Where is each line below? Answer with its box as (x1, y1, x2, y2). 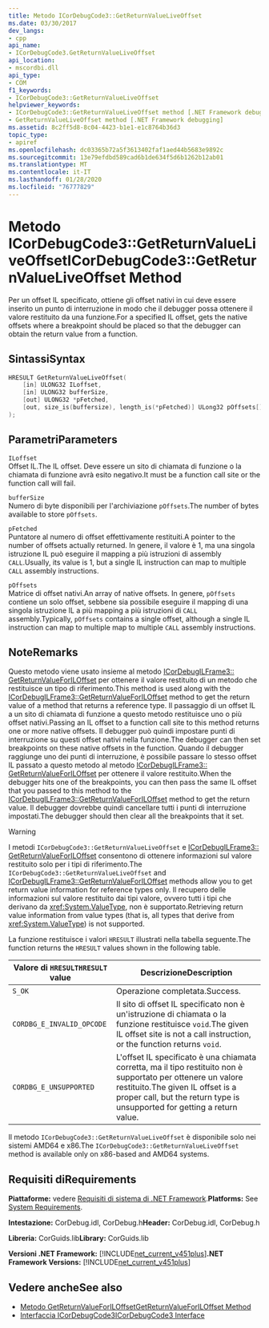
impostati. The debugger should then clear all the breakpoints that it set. (8, 811, 244, 821)
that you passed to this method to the (8, 786, 132, 795)
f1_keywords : (8, 86, 52, 95)
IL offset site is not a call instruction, (115, 1028, 251, 1040)
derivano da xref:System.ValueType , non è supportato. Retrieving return (8, 902, 243, 911)
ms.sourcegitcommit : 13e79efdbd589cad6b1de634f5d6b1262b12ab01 (8, 153, 224, 161)
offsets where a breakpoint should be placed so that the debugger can (8, 320, 242, 330)
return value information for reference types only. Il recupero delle (8, 885, 227, 895)
